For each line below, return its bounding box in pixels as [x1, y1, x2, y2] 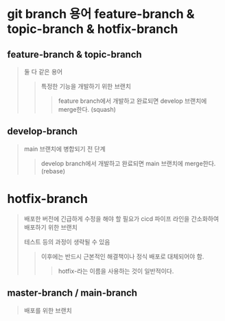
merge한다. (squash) [58, 106, 117, 113]
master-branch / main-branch [7, 287, 138, 299]
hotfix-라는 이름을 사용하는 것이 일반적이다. [58, 267, 174, 275]
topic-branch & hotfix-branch [7, 21, 178, 37]
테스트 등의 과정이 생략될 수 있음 [23, 237, 110, 246]
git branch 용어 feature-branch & [7, 6, 195, 22]
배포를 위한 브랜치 [23, 306, 72, 314]
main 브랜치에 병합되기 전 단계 [23, 145, 106, 153]
